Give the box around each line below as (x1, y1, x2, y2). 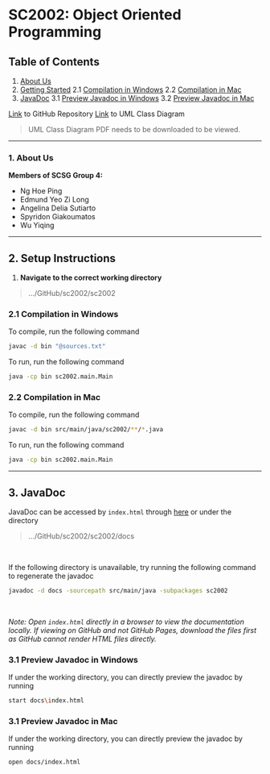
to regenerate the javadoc (8, 571, 94, 581)
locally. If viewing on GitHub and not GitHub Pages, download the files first (8, 625, 257, 635)
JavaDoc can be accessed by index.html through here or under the (8, 507, 231, 517)
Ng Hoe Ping (19, 186, 63, 196)
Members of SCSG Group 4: (8, 171, 103, 181)
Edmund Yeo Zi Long (19, 195, 90, 205)
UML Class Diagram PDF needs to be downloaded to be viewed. (27, 125, 241, 134)
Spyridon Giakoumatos (19, 212, 96, 222)
